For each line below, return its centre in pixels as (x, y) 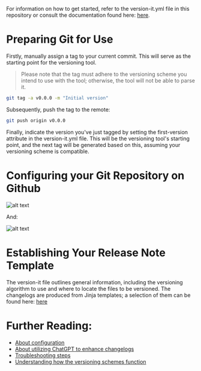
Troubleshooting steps (43, 355)
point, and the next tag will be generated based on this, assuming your (93, 145)
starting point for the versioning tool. (51, 62)
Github (23, 188)
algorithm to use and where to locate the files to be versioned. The (88, 288)
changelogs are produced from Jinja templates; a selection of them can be (98, 295)
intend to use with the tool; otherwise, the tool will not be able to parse (108, 80)
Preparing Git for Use (60, 39)
